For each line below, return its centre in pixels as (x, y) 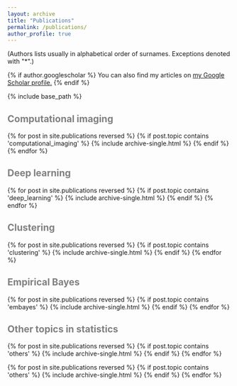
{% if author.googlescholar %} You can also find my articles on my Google (116, 75)
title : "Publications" (41, 21)
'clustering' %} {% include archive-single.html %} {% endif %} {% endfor (115, 252)
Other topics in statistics (63, 329)
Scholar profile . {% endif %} (49, 83)
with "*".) (21, 62)
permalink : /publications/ (47, 27)
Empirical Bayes (44, 282)
